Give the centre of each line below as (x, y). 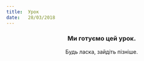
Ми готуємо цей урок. (102, 39)
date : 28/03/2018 (31, 18)
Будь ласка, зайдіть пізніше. (102, 51)
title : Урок (23, 12)
